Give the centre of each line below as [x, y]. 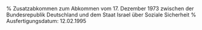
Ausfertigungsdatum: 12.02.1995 [46, 21]
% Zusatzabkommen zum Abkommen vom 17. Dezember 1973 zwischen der [100, 9]
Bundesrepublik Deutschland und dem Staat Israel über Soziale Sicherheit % [101, 15]
